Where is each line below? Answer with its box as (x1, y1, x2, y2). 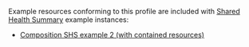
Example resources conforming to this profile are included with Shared (8, 7, 241, 16)
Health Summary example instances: (8, 15, 129, 24)
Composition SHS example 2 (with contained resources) (19, 31, 205, 39)
